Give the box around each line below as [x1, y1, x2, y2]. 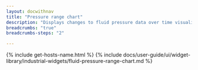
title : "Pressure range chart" [6, 14, 83, 20]
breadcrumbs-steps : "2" [6, 30, 65, 36]
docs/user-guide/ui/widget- [123, 51, 190, 58]
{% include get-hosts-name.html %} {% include [6, 51, 122, 58]
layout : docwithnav [6, 8, 54, 15]
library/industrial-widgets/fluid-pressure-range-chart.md [6, 58, 144, 65]
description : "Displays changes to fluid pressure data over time [6, 19, 173, 25]
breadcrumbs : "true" [6, 24, 57, 31]
